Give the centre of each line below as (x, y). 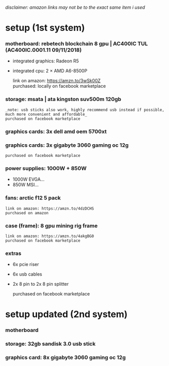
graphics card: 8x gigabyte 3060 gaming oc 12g (65, 357)
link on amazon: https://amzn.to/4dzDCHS (50, 208)
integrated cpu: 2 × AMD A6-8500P (50, 71)
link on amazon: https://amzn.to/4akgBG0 (50, 236)
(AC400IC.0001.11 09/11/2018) (44, 50)
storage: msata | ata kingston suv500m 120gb (63, 99)
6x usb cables (27, 274)
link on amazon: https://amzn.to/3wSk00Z (57, 81)
